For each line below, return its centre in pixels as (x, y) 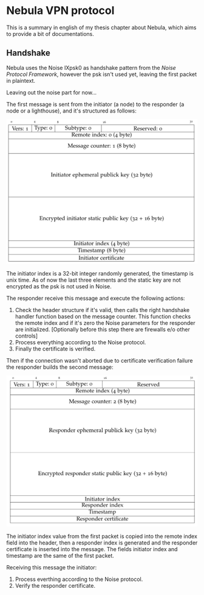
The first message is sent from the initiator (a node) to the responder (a (95, 104)
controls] (26, 336)
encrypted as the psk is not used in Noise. (59, 286)
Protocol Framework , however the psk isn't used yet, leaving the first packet (102, 74)
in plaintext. (21, 80)
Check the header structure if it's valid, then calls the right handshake (102, 310)
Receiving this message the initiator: (52, 568)
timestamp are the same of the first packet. (60, 556)
